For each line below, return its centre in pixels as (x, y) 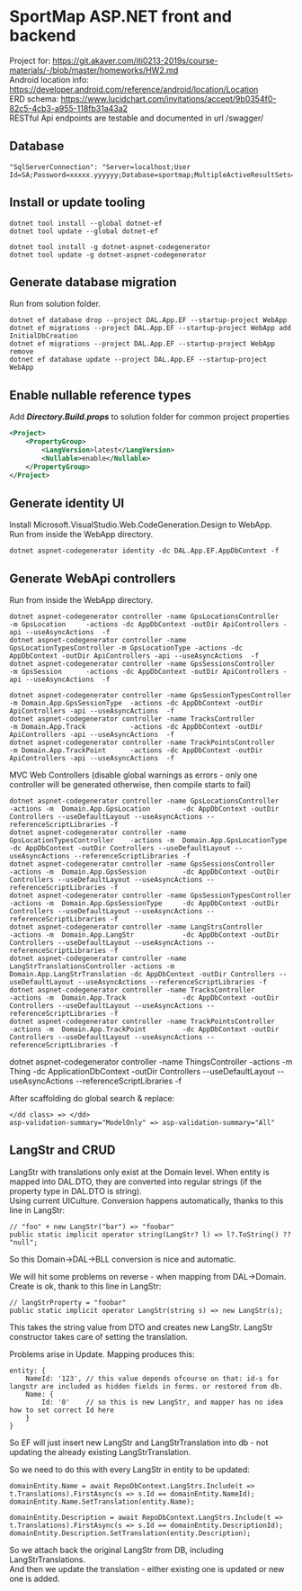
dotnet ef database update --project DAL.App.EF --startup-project (138, 360)
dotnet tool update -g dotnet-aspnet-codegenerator (108, 255)
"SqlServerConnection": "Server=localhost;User (100, 167)
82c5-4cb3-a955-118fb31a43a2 (69, 108)
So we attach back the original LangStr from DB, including (117, 1550)
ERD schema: (34, 99)
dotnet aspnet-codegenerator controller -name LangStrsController (136, 927)
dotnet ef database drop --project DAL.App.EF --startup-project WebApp (148, 320)
